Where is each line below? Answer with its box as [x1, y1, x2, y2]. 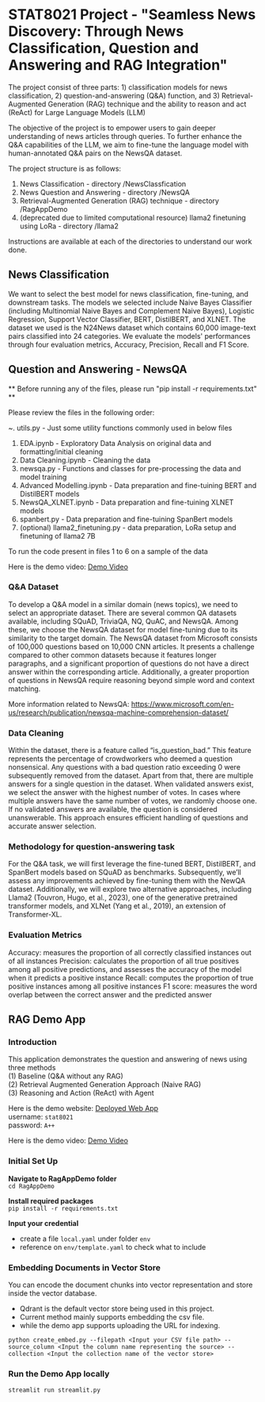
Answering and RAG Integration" [8, 56, 228, 75]
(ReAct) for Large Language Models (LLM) [8, 107, 146, 117]
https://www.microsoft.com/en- [131, 699, 235, 709]
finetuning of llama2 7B [19, 531, 96, 540]
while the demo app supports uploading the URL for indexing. [19, 1321, 221, 1331]
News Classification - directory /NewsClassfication [19, 179, 187, 188]
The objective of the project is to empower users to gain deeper [8, 123, 216, 133]
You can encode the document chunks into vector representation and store [8, 1280, 253, 1290]
